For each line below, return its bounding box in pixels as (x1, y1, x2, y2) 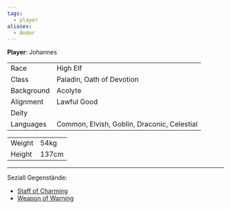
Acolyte (56, 86, 82, 96)
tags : (7, 10, 23, 17)
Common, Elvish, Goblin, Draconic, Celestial (56, 120, 198, 129)
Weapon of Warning (16, 194, 74, 203)
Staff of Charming (16, 187, 68, 195)
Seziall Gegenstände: (7, 173, 67, 182)
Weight (10, 138, 34, 148)
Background (10, 86, 50, 96)
